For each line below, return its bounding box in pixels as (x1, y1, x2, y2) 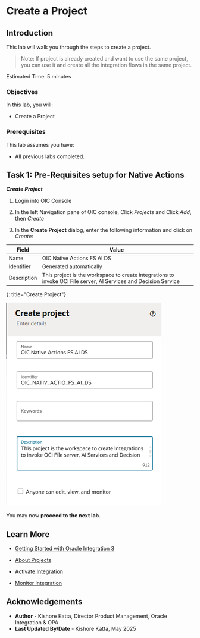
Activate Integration (14, 568, 64, 575)
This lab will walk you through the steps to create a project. (6, 43, 151, 51)
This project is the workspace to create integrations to (42, 271, 174, 278)
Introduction (6, 28, 54, 38)
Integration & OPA (14, 618, 58, 626)
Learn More (6, 529, 50, 539)
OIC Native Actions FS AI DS (42, 254, 111, 262)
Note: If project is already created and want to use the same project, (20, 55, 189, 62)
